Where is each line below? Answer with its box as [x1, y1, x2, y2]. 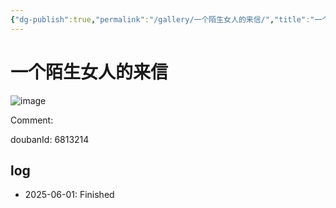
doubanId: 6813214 [10, 133, 90, 145]
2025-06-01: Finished [24, 189, 115, 201]
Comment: [10, 114, 54, 126]
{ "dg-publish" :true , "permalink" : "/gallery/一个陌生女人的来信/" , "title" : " [10, 14, 315, 25]
